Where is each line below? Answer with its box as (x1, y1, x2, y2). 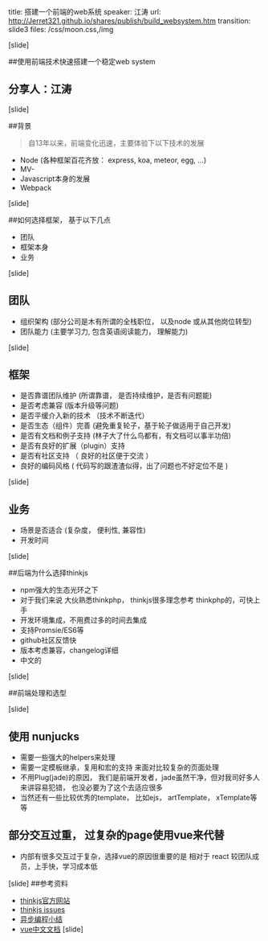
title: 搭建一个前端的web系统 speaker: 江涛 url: (8, 7, 161, 16)
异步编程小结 (19, 914, 63, 923)
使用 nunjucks (8, 729, 80, 743)
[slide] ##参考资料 (8, 878, 68, 888)
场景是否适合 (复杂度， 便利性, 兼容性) (19, 525, 146, 535)
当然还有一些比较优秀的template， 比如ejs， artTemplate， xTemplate (19, 793, 250, 803)
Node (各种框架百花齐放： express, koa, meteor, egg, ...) (19, 155, 207, 165)
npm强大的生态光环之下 (19, 586, 99, 595)
